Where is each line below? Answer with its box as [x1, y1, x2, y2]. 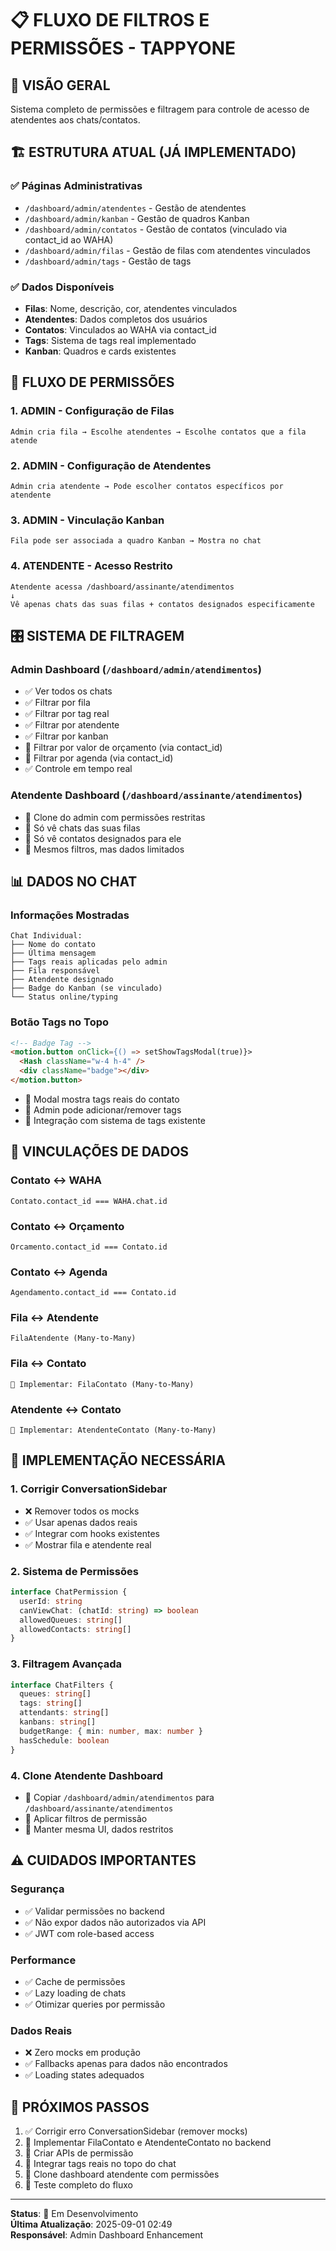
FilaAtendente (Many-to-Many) [10, 1333, 137, 1344]
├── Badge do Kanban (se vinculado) [10, 983, 163, 994]
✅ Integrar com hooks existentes [24, 1527, 160, 1539]
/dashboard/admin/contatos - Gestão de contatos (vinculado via [24, 223, 288, 235]
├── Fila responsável [10, 966, 101, 976]
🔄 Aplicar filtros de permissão [24, 1812, 148, 1824]
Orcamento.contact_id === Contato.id [10, 1242, 168, 1252]
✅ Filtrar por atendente [24, 719, 120, 731]
